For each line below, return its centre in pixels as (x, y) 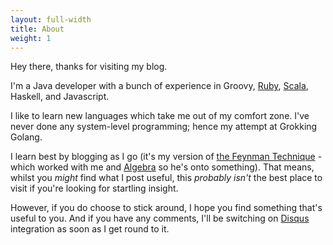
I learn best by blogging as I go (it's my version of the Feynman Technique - (166, 157)
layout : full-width (51, 19)
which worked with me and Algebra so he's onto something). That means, (162, 167)
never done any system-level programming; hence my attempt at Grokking (164, 127)
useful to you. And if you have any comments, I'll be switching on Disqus (160, 218)
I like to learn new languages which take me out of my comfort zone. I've (160, 116)
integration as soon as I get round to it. (90, 229)
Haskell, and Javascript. (60, 97)
